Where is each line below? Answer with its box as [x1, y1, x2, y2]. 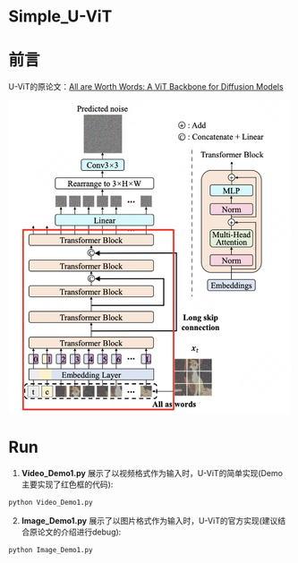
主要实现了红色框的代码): [21, 479, 114, 490]
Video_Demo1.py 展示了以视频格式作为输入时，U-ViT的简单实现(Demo [21, 467, 284, 478]
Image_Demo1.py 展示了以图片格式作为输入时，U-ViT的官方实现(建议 [21, 515, 278, 525]
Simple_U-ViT [8, 6, 113, 27]
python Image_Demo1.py [8, 545, 93, 554]
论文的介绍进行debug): [37, 526, 122, 537]
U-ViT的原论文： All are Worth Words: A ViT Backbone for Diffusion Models [8, 81, 284, 92]
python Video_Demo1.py [8, 498, 93, 507]
